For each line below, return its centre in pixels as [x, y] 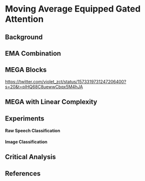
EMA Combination [33, 53]
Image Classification [26, 142]
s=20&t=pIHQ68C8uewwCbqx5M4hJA [44, 87]
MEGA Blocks [26, 70]
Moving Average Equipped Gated [73, 9]
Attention [24, 19]
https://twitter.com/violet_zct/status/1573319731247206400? [66, 81]
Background [24, 37]
